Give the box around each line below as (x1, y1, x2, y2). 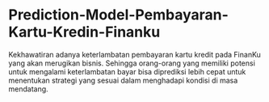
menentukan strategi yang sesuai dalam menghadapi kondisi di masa (8, 75, 238, 85)
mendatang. (8, 83, 48, 94)
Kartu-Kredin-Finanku (8, 23, 161, 41)
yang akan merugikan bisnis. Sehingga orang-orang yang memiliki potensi (8, 58, 256, 68)
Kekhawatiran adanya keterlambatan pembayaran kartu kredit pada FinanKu (8, 49, 261, 59)
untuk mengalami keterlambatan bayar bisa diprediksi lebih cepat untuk (8, 66, 246, 76)
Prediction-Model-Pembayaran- (8, 6, 229, 24)
